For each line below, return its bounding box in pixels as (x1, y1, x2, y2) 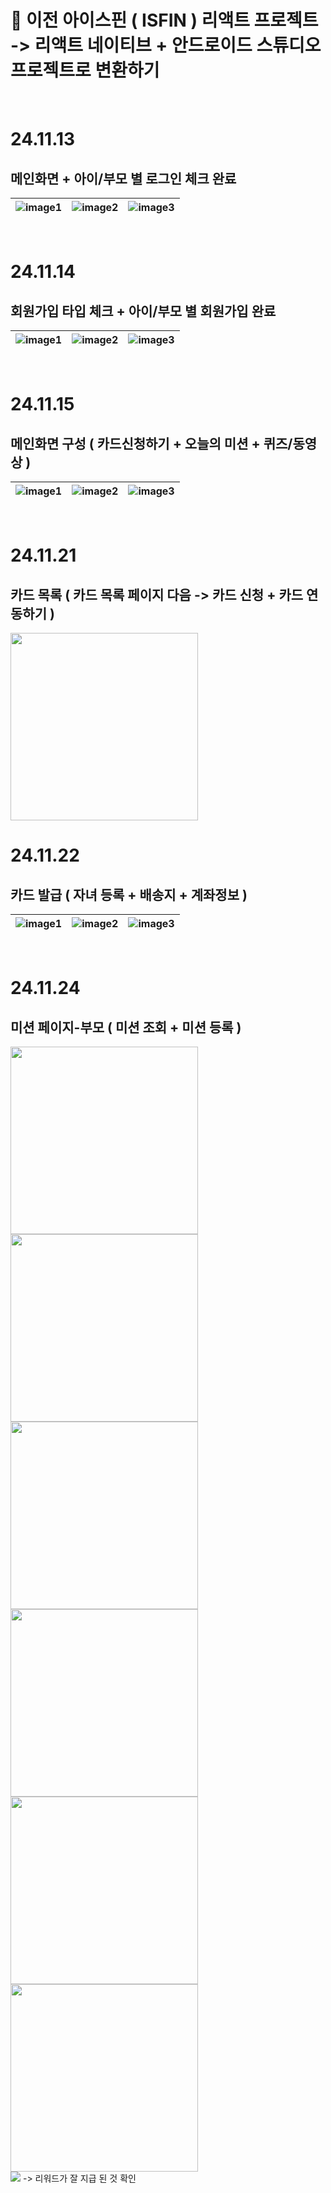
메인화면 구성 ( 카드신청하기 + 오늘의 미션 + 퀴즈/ (10, 435, 293, 452)
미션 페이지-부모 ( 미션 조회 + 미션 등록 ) (10, 1019, 242, 1036)
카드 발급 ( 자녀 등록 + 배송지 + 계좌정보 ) (10, 886, 248, 903)
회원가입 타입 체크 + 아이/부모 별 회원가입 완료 (10, 302, 277, 320)
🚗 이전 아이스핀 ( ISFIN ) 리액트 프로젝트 (10, 9, 319, 32)
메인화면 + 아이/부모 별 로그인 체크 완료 (10, 170, 237, 187)
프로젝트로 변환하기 (10, 59, 160, 82)
